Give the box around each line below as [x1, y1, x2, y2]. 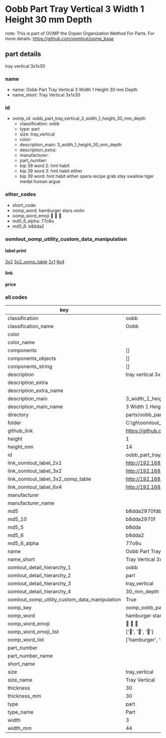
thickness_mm [7, 692, 41, 699]
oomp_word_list [7, 637, 44, 644]
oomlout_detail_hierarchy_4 [7, 588, 71, 595]
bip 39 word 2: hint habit [19, 163, 70, 169]
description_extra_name [7, 387, 63, 394]
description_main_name [7, 403, 63, 410]
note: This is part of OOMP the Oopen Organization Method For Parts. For [5, 30, 155, 36]
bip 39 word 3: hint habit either [19, 168, 83, 174]
